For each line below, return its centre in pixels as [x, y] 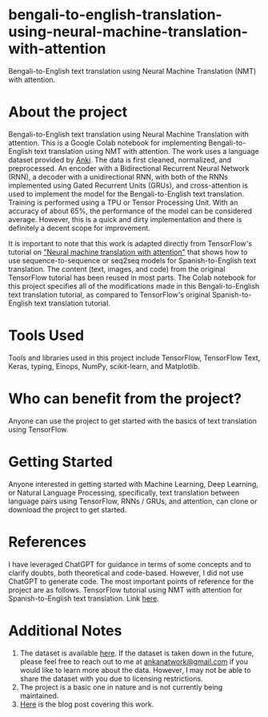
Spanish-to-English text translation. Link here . [84, 598]
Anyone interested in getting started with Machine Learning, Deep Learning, [133, 484]
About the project [68, 112]
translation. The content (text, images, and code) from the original [117, 269]
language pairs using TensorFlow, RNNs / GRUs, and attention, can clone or [133, 501]
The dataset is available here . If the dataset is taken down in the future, [137, 653]
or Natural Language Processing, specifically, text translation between [124, 492]
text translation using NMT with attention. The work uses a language [147, 151]
